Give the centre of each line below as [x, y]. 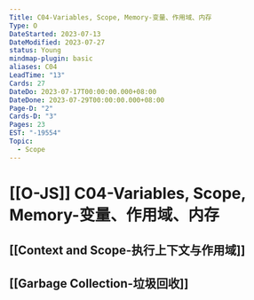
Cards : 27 [28, 83]
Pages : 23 [28, 125]
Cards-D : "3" [33, 116]
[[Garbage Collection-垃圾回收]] [99, 284]
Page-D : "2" [31, 108]
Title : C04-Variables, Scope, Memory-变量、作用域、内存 [111, 17]
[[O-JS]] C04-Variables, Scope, [127, 193]
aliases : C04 [33, 67]
